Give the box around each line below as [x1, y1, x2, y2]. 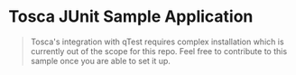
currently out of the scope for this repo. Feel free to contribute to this [30, 45, 288, 56]
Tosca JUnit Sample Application [8, 6, 254, 27]
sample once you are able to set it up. [30, 55, 171, 66]
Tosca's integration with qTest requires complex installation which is [30, 36, 285, 47]
